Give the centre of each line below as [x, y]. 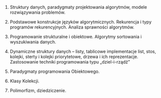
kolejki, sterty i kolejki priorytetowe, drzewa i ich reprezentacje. [74, 57]
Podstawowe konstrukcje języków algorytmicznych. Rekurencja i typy [80, 22]
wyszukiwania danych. [33, 42]
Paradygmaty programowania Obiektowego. [55, 71]
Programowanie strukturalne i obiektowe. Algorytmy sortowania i [76, 37]
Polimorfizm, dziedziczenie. [38, 90]
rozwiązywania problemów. [38, 12]
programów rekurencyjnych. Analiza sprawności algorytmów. [72, 27]
